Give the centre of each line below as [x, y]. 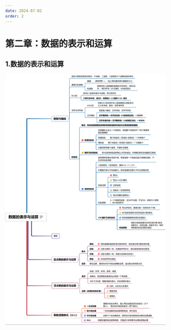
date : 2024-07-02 [24, 11]
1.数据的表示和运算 [35, 64]
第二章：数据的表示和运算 [59, 44]
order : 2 [15, 16]
